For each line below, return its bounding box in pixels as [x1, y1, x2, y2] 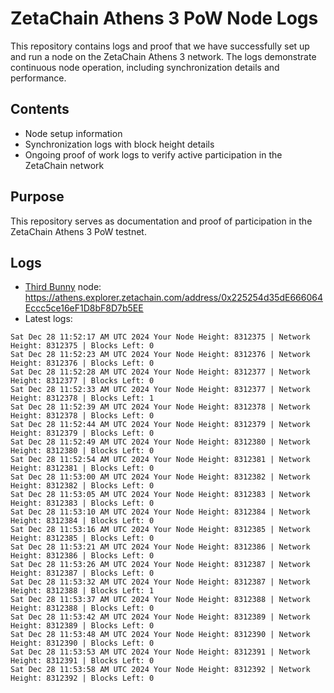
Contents [10, 101, 70, 118]
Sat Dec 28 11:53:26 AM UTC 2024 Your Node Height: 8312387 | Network [10, 560, 311, 570]
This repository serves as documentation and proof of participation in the [10, 215, 313, 227]
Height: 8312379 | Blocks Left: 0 [10, 428, 155, 439]
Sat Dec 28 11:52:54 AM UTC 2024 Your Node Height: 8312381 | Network [10, 455, 311, 465]
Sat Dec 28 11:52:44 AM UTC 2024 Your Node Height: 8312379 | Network [10, 420, 311, 430]
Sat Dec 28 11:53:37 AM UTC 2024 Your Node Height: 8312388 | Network [10, 595, 311, 605]
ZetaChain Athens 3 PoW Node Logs [10, 7, 319, 30]
